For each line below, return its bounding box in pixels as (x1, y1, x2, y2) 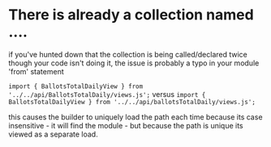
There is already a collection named (8, 6, 254, 24)
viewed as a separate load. (8, 129, 99, 139)
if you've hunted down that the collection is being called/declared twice (8, 49, 247, 59)
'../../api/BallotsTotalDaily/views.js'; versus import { (8, 89, 206, 99)
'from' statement (8, 66, 64, 76)
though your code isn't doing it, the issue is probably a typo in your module (8, 58, 260, 68)
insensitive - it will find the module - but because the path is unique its (8, 120, 243, 130)
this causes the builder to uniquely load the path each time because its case (8, 111, 263, 122)
